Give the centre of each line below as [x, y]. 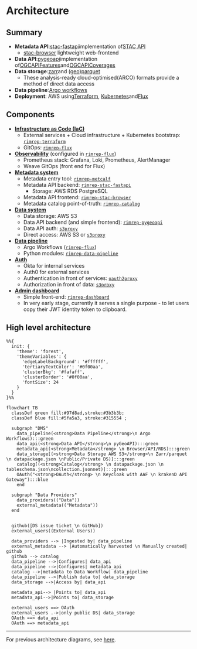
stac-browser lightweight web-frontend [71, 53]
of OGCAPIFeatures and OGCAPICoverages [65, 65]
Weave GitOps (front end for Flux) [64, 166]
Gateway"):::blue [27, 479]
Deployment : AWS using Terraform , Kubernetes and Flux [81, 96]
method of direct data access [59, 84]
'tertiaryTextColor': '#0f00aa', [62, 367]
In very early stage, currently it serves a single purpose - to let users [106, 303]
